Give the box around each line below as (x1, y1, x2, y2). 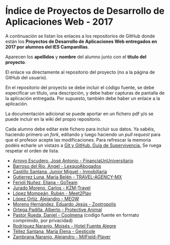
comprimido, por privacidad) (12, 217, 73, 224)
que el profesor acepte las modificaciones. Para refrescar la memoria (5, 137, 151, 143)
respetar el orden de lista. (5, 147, 60, 153)
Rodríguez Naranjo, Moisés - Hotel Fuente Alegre (12, 222, 116, 229)
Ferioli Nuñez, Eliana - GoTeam (12, 179, 78, 185)
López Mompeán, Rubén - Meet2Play (12, 190, 92, 196)
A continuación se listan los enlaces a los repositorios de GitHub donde (5, 33, 155, 39)
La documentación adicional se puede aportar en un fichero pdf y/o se (5, 110, 154, 117)
